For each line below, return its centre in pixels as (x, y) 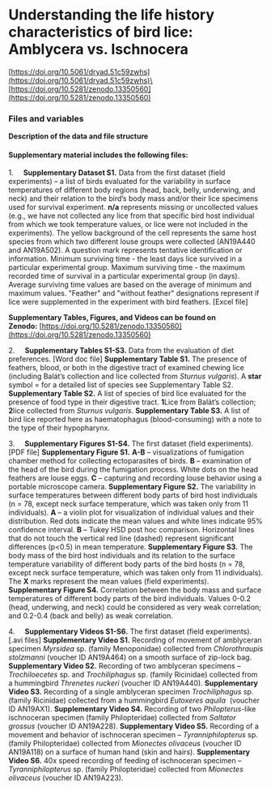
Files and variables (46, 118)
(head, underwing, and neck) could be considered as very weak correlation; (135, 607)
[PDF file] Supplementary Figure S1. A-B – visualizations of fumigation (126, 452)
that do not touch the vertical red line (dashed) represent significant (121, 538)
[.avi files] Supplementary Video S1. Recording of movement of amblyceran (135, 640)
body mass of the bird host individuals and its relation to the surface (122, 556)
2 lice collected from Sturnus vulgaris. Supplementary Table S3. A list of (129, 411)
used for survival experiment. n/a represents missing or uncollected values (133, 207)
